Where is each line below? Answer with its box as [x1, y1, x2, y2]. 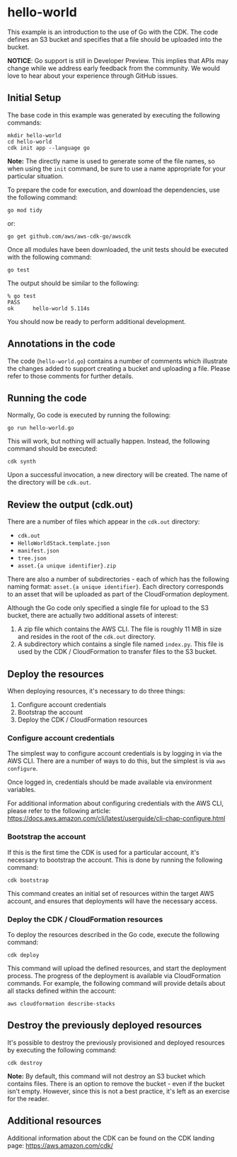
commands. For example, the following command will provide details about [7, 979, 226, 987]
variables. [7, 785, 36, 794]
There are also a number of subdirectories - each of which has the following [7, 575, 230, 584]
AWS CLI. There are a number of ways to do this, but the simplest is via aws [7, 756, 226, 765]
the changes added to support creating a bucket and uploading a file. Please [7, 364, 231, 372]
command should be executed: [7, 444, 98, 453]
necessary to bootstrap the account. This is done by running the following [7, 856, 223, 864]
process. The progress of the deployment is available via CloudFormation [7, 971, 221, 980]
